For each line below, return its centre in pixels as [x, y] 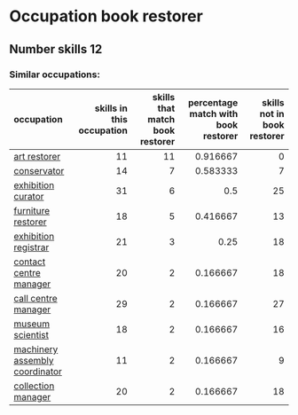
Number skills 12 [56, 49]
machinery [36, 349]
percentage [213, 102]
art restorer [37, 156]
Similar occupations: [55, 74]
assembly [34, 360]
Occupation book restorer [106, 16]
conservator [39, 170]
